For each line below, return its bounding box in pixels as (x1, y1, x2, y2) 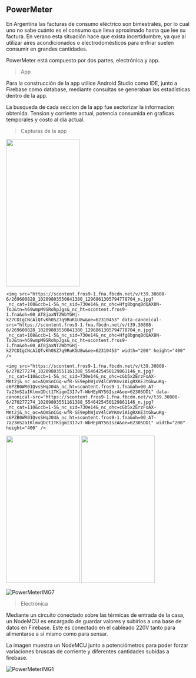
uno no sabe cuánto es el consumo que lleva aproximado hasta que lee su (6, 26, 186, 34)
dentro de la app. (6, 92, 48, 99)
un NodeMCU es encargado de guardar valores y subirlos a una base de (6, 617, 182, 624)
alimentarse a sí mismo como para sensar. (6, 630, 108, 637)
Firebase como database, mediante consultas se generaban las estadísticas (6, 85, 190, 93)
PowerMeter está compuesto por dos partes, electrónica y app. (6, 56, 160, 64)
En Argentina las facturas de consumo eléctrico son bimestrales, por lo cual (6, 20, 190, 27)
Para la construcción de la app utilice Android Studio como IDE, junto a (6, 79, 178, 87)
